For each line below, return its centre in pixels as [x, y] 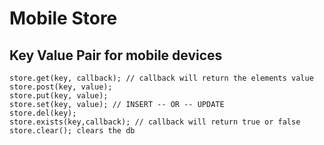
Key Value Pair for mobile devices [116, 55]
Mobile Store [63, 18]
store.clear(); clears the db [72, 131]
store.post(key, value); [61, 87]
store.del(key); [43, 113]
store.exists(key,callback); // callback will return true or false [155, 122]
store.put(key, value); [59, 96]
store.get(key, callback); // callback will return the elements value [161, 78]
